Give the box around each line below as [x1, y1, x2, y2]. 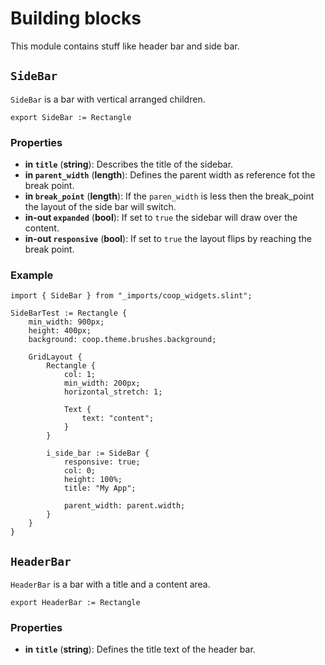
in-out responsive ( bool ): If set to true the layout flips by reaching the [24, 233, 312, 245]
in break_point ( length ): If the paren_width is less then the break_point [24, 190, 315, 202]
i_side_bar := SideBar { [46, 448, 150, 459]
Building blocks [10, 7, 142, 30]
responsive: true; [63, 457, 141, 467]
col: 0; [63, 466, 97, 476]
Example [10, 268, 54, 282]
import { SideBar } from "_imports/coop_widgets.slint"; [10, 291, 253, 301]
